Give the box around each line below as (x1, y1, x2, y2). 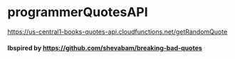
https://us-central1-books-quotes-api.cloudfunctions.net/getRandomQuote (7, 27, 228, 36)
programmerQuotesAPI (7, 4, 148, 20)
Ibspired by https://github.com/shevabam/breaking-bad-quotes (7, 44, 203, 52)
